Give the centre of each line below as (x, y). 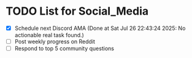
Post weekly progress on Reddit (55, 42)
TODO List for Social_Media (77, 11)
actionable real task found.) (49, 35)
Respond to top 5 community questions (64, 49)
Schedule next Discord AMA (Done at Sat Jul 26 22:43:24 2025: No (100, 28)
